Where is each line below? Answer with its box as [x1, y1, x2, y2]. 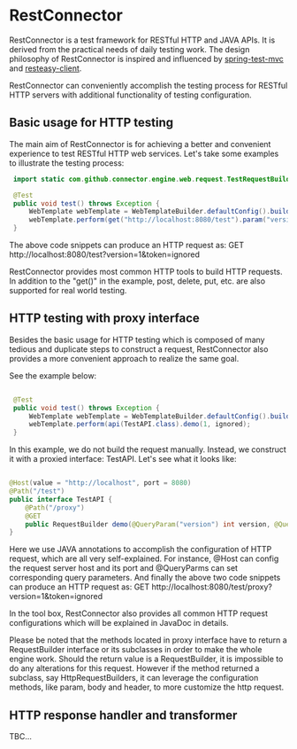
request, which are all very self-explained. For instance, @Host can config [9, 553, 279, 564]
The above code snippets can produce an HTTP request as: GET [9, 240, 245, 250]
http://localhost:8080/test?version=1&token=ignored [9, 249, 201, 260]
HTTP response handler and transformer [9, 707, 238, 722]
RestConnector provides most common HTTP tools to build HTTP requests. [9, 267, 283, 277]
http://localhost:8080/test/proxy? [151, 581, 272, 592]
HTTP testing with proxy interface [9, 311, 201, 326]
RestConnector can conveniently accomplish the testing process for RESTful [9, 80, 288, 90]
